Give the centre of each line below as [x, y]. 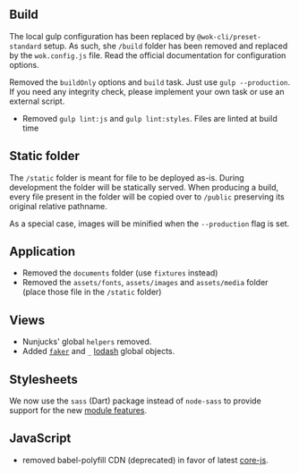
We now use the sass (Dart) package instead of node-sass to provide [135, 401]
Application [43, 252]
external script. [37, 101]
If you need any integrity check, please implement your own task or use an [147, 91]
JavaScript [40, 439]
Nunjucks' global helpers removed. [87, 342]
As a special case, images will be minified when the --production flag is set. [149, 224]
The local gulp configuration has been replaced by [102, 36]
